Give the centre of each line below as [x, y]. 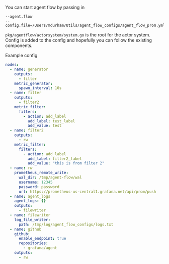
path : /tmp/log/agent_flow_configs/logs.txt [66, 225]
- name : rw [21, 168]
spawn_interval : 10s [40, 88]
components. [19, 46]
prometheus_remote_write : [41, 173]
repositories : [33, 243]
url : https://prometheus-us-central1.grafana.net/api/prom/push [87, 192]
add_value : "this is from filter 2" [66, 163]
